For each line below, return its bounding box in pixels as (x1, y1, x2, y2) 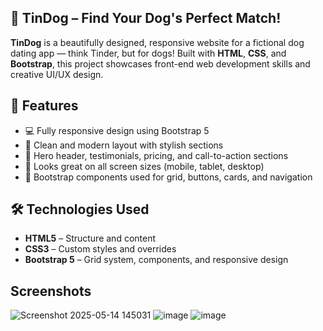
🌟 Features (10, 97, 79, 115)
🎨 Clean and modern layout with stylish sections (24, 139, 224, 151)
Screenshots (10, 282, 92, 300)
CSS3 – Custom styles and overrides (24, 243, 177, 255)
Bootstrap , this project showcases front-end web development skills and (10, 57, 311, 70)
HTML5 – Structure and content (24, 232, 157, 245)
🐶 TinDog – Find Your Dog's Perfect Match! (10, 10, 282, 27)
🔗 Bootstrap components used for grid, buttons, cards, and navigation (24, 171, 313, 183)
